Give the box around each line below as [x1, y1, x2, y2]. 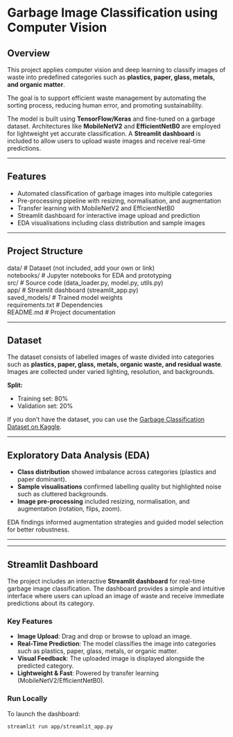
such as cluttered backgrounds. [17, 490, 108, 498]
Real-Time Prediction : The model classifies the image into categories [17, 640, 216, 648]
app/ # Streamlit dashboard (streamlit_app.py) [7, 286, 139, 294]
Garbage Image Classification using [7, 5, 218, 21]
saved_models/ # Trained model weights [7, 293, 123, 301]
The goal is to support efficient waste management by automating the [7, 94, 207, 102]
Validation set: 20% [17, 402, 74, 410]
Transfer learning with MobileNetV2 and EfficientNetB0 [17, 203, 175, 212]
